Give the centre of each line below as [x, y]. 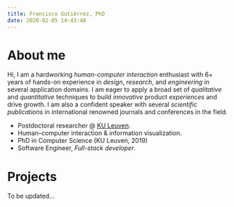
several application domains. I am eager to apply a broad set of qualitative [115, 89]
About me [37, 55]
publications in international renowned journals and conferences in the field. [118, 112]
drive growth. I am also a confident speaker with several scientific [103, 105]
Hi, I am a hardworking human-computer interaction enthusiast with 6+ [110, 75]
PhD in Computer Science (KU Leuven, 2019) [83, 141]
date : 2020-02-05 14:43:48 [47, 20]
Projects [32, 176]
